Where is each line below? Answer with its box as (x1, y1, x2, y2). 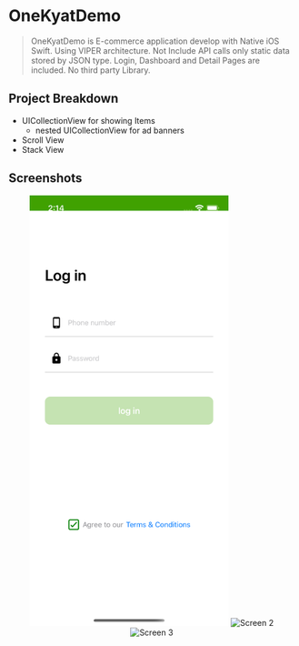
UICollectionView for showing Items (21, 115, 155, 126)
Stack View (21, 144, 65, 155)
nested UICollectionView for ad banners (35, 125, 185, 136)
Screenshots (8, 170, 83, 187)
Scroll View (21, 134, 65, 146)
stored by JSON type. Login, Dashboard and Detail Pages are (30, 55, 261, 66)
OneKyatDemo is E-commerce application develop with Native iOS (30, 35, 280, 46)
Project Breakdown (8, 91, 119, 106)
